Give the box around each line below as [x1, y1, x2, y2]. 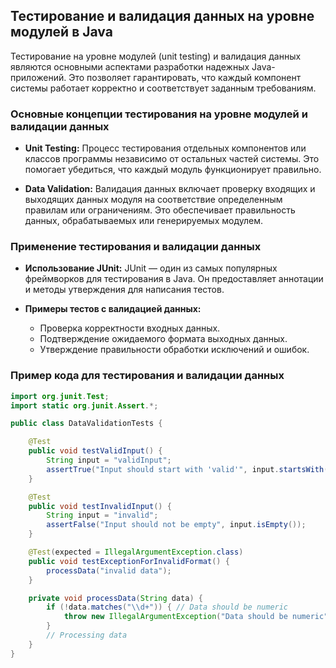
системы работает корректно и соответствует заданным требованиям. [10, 82, 317, 94]
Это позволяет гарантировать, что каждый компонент [68, 71, 302, 83]
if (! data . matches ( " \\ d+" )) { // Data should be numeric [46, 602, 289, 613]
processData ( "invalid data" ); [46, 565, 172, 576]
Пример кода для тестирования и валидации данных [10, 369, 285, 383]
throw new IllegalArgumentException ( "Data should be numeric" [63, 612, 329, 622]
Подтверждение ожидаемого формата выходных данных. [39, 333, 288, 345]
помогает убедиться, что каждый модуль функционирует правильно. [24, 164, 322, 176]
